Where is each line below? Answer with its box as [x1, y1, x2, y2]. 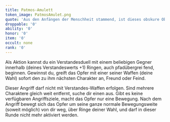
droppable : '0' [5, 21, 37, 27]
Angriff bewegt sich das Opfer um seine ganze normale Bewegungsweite [5, 101, 158, 107]
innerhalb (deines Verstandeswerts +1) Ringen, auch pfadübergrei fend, [5, 64, 154, 70]
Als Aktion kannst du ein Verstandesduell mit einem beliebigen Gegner [5, 59, 152, 65]
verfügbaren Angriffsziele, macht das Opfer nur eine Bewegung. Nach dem [5, 96, 162, 102]
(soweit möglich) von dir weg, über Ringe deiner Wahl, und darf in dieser [5, 106, 157, 112]
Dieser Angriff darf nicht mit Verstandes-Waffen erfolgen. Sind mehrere [5, 85, 154, 91]
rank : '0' [5, 45, 26, 50]
